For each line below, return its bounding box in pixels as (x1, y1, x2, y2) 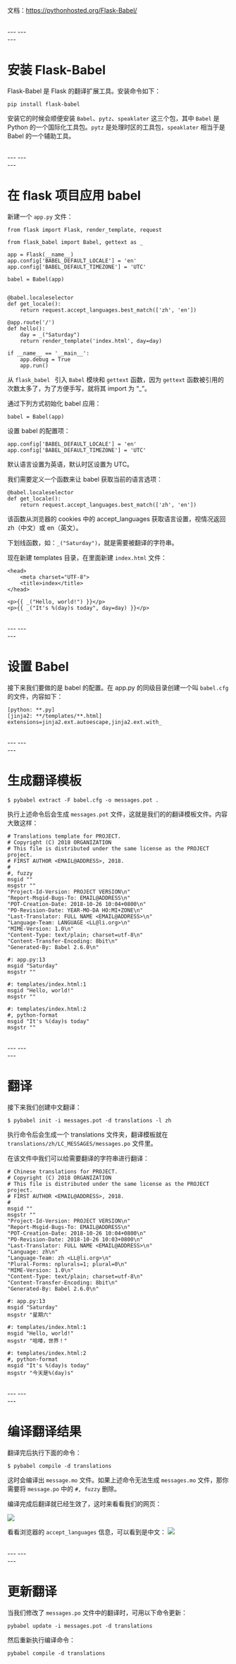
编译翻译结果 (7, 1424, 82, 1440)
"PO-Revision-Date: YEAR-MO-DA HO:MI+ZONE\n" (7, 907, 143, 914)
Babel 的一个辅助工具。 (7, 131, 75, 140)
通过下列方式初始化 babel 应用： (7, 399, 101, 408)
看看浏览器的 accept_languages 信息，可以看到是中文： (7, 1527, 167, 1536)
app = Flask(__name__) (7, 251, 74, 258)
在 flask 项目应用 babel (7, 188, 141, 204)
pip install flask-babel (7, 101, 80, 108)
